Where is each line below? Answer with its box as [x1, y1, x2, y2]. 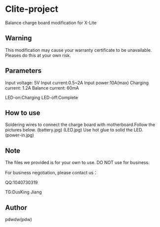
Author [5, 203, 27, 212]
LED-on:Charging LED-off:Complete [5, 95, 78, 100]
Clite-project [5, 3, 59, 15]
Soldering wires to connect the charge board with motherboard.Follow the [5, 122, 156, 128]
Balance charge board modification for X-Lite [5, 20, 97, 26]
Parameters [5, 66, 42, 75]
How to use [5, 108, 40, 117]
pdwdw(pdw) [5, 217, 32, 222]
